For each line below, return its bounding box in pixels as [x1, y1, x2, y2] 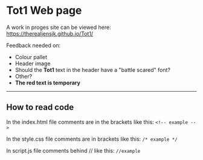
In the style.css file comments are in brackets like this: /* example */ [6, 135, 178, 142]
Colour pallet [14, 53, 47, 60]
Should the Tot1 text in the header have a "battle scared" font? [14, 66, 171, 73]
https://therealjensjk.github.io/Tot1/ [6, 30, 94, 37]
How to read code [6, 102, 74, 112]
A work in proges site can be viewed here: [6, 24, 111, 31]
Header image [14, 60, 51, 67]
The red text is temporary [14, 79, 80, 86]
